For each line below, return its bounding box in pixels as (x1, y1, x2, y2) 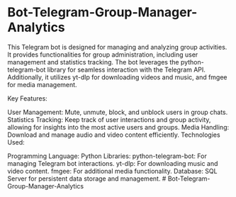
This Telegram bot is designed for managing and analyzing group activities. (7, 43, 227, 51)
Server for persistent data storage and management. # (7, 174, 167, 183)
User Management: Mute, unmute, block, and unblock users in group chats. (7, 108, 228, 116)
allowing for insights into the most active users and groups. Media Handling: (7, 123, 230, 131)
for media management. (7, 80, 77, 89)
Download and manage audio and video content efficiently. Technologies (7, 130, 221, 139)
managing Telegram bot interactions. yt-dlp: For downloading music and (7, 159, 218, 167)
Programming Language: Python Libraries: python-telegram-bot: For (7, 152, 207, 160)
